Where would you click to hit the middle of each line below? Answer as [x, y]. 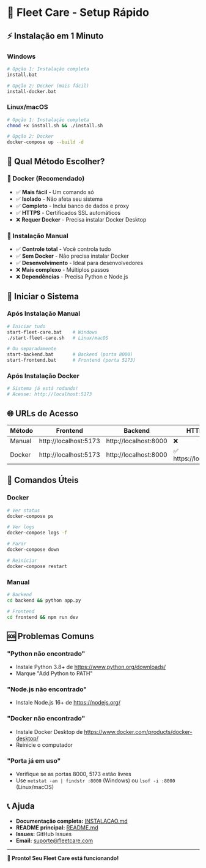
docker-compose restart [37, 566]
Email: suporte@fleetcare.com [54, 840]
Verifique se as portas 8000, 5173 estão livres [73, 774]
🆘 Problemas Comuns [50, 636]
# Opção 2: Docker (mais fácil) [48, 86]
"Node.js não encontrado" [47, 689]
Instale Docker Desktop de [49, 731]
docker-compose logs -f [37, 533]
